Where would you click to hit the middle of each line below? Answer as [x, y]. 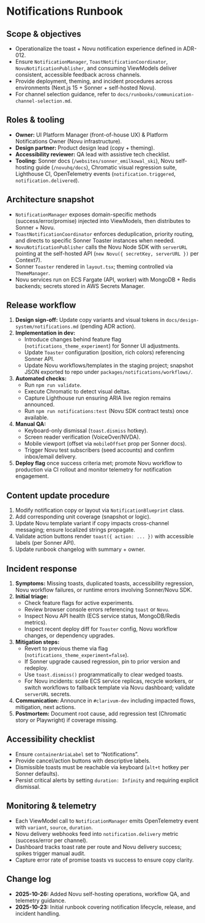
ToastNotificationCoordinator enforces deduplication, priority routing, [104, 234]
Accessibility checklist [51, 739]
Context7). [28, 260]
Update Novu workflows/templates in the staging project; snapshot [109, 365]
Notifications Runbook [65, 11]
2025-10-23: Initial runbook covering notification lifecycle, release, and [105, 907]
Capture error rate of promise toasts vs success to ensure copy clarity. [104, 860]
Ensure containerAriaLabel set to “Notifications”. [77, 754]
